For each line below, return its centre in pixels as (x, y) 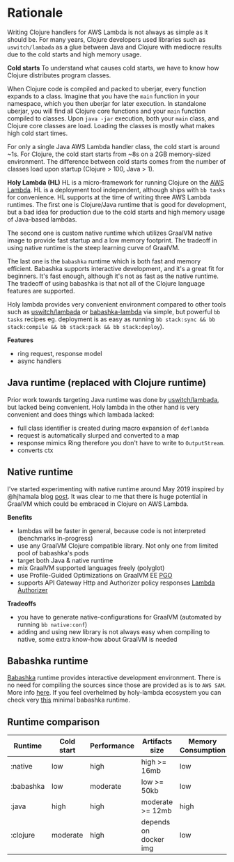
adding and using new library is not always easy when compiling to (114, 631)
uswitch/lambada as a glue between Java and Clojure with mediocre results (115, 47)
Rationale (35, 13)
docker (153, 840)
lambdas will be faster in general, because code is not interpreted (111, 530)
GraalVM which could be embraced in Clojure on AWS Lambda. (98, 504)
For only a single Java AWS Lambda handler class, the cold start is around (114, 146)
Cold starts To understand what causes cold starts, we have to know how (113, 68)
